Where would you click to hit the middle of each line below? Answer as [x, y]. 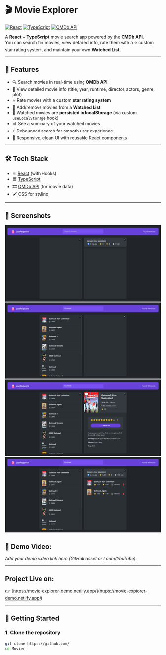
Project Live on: [30, 579]
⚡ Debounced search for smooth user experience [62, 131]
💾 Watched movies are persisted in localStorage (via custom [75, 112]
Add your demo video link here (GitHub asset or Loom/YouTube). [71, 559]
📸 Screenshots [28, 216]
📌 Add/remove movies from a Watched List [56, 107]
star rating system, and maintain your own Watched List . [63, 49]
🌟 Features [22, 70]
